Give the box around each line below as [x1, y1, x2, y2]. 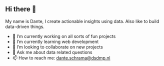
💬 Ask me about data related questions [12, 49, 92, 55]
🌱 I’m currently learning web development [12, 38, 99, 44]
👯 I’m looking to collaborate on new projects [12, 43, 103, 50]
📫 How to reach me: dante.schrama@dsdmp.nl [12, 54, 111, 60]
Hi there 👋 [5, 5, 36, 13]
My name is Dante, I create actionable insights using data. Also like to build [5, 18, 159, 24]
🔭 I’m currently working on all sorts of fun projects [12, 33, 116, 39]
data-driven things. [5, 23, 45, 29]
